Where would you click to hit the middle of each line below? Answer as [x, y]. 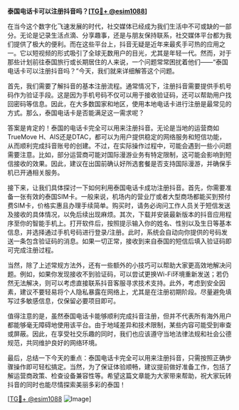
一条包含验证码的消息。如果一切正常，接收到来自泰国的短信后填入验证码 [119, 241]
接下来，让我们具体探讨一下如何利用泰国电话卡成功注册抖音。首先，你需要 [116, 188]
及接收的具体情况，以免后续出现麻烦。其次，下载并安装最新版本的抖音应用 [116, 214]
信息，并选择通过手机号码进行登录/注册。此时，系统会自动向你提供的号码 [115, 232]
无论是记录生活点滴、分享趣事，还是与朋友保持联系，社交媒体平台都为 [122, 35]
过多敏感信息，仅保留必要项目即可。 [66, 301]
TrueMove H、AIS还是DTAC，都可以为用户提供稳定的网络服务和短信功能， [117, 137]
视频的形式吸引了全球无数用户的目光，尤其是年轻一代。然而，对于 [135, 53]
